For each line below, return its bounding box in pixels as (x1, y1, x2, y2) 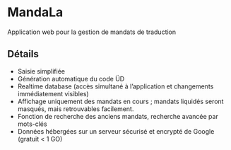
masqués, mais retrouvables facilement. (17, 104, 134, 113)
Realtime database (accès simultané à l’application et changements (17, 82, 214, 91)
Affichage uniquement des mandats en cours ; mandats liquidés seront (17, 97, 224, 105)
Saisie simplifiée (17, 67, 66, 75)
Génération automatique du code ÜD (17, 74, 125, 83)
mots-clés (17, 120, 47, 128)
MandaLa (7, 4, 64, 21)
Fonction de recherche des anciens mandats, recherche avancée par (17, 112, 219, 120)
